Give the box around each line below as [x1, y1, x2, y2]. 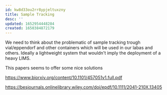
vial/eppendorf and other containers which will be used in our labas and [5, 45, 153, 51]
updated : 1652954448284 [5, 21, 55, 26]
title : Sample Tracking [5, 12, 55, 17]
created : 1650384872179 [5, 26, 55, 31]
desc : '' [5, 16, 23, 21]
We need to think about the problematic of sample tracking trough [5, 39, 141, 45]
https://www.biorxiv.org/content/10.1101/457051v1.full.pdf [5, 75, 123, 81]
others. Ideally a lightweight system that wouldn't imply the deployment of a [5, 50, 161, 56]
